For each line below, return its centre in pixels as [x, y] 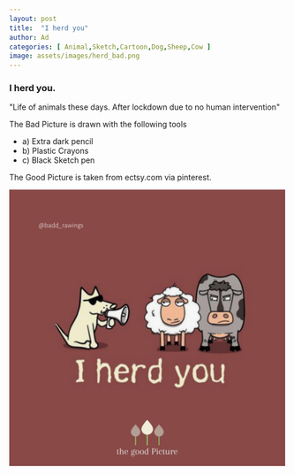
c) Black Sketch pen [58, 160]
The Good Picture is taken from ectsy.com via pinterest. [110, 178]
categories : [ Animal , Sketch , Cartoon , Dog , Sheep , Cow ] [110, 47]
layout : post [33, 19]
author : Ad [29, 37]
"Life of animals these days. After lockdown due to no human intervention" [145, 107]
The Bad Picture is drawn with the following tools [98, 125]
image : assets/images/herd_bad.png [75, 56]
